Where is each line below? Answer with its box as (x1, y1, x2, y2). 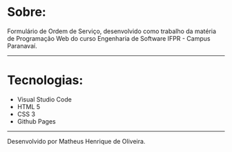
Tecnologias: (7, 73, 84, 88)
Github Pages (17, 117, 57, 125)
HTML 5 (17, 102, 41, 111)
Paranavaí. (7, 41, 37, 50)
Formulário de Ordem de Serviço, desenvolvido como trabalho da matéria (7, 27, 216, 35)
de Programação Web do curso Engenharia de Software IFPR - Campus (7, 34, 211, 42)
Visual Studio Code (17, 95, 72, 104)
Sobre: (7, 4, 46, 20)
